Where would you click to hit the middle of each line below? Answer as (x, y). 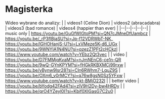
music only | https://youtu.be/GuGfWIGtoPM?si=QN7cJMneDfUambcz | (78, 33)
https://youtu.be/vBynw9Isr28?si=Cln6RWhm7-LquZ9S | (63, 70)
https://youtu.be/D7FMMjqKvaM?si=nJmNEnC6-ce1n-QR (63, 59)
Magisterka (29, 9)
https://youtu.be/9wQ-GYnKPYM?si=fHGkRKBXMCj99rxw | (65, 65)
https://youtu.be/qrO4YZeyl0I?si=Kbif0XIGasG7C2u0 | (61, 91)
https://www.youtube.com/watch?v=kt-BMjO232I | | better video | (72, 81)
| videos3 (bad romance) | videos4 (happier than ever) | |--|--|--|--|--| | (78, 28)
